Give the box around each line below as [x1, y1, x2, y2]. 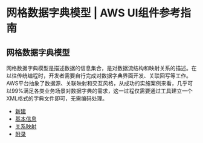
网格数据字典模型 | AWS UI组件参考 [6, 6, 181, 20]
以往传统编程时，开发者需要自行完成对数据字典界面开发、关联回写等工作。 [6, 72, 192, 79]
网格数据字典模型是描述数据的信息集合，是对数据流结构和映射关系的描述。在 [6, 65, 197, 71]
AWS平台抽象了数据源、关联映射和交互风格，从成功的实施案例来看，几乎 [6, 80, 188, 87]
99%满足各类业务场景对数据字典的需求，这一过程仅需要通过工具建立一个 [11, 87, 193, 95]
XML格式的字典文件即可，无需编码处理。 [6, 95, 108, 102]
